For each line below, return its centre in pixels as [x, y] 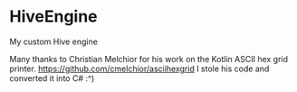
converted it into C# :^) [52, 78]
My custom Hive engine [53, 41]
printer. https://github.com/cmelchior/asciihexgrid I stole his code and [139, 69]
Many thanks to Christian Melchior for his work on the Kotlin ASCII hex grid [148, 59]
